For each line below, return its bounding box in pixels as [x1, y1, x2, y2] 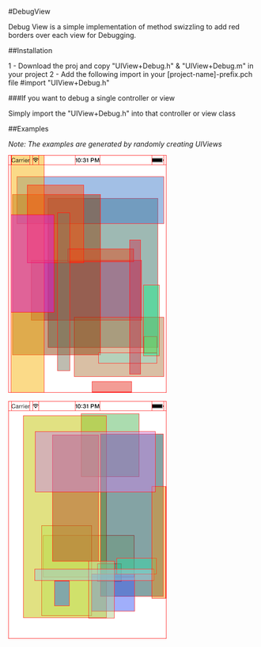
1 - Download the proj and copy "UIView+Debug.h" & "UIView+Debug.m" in [8, 61, 255, 70]
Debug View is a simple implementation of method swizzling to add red [8, 22, 240, 31]
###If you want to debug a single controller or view [8, 93, 176, 102]
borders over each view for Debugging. [8, 31, 137, 40]
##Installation [8, 46, 53, 55]
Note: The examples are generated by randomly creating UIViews [8, 139, 223, 149]
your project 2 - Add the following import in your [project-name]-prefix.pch [8, 70, 253, 78]
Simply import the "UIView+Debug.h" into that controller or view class [8, 108, 236, 118]
